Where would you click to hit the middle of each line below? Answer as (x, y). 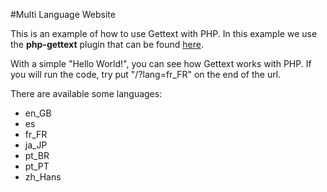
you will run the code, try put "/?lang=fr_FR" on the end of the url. (146, 74)
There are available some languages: (86, 93)
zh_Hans (43, 177)
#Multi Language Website (63, 14)
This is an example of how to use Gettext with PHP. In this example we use (164, 33)
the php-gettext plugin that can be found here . (107, 44)
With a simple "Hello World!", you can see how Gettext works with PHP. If (161, 63)
